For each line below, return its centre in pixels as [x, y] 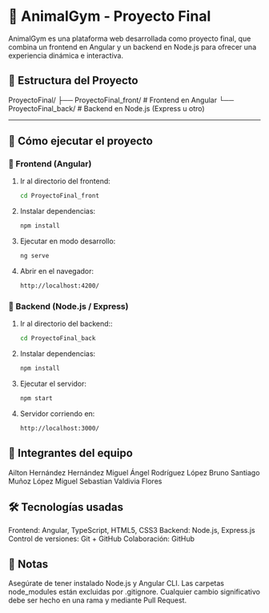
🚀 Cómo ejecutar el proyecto [81, 141]
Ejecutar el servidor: [53, 383]
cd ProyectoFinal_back [58, 339]
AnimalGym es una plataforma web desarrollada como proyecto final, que [130, 38]
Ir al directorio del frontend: [65, 181]
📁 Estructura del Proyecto [73, 80]
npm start [36, 398]
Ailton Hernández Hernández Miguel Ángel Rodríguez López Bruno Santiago [134, 472]
